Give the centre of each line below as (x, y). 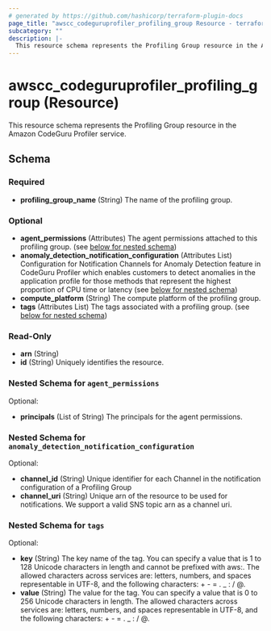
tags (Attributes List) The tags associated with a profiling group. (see (135, 307)
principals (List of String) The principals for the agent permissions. (131, 416)
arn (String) (39, 354)
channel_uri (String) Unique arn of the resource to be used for (124, 495)
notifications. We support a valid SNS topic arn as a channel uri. (126, 504)
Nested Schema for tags (56, 525)
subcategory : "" (35, 31)
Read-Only (30, 336)
